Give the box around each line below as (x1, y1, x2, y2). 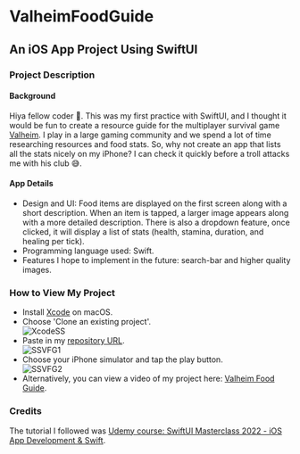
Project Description (9, 69, 96, 81)
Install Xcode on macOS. (21, 307, 113, 318)
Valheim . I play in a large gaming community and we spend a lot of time (9, 129, 272, 140)
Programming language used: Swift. (21, 245, 154, 256)
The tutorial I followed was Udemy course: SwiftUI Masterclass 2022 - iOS (9, 425, 283, 436)
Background (9, 91, 56, 102)
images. (21, 264, 52, 275)
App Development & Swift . (9, 434, 106, 445)
